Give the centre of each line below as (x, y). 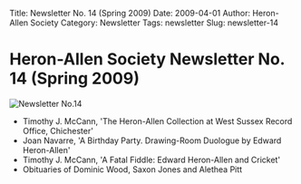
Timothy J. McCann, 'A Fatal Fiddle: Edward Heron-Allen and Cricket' (151, 160)
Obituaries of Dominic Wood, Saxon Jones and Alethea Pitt (132, 169)
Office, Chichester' (58, 131)
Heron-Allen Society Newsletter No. (147, 59)
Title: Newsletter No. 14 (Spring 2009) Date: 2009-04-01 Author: (130, 13)
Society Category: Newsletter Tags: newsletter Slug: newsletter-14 (155, 23)
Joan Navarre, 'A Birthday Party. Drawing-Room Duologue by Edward (152, 140)
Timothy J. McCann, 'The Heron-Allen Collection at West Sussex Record (157, 121)
